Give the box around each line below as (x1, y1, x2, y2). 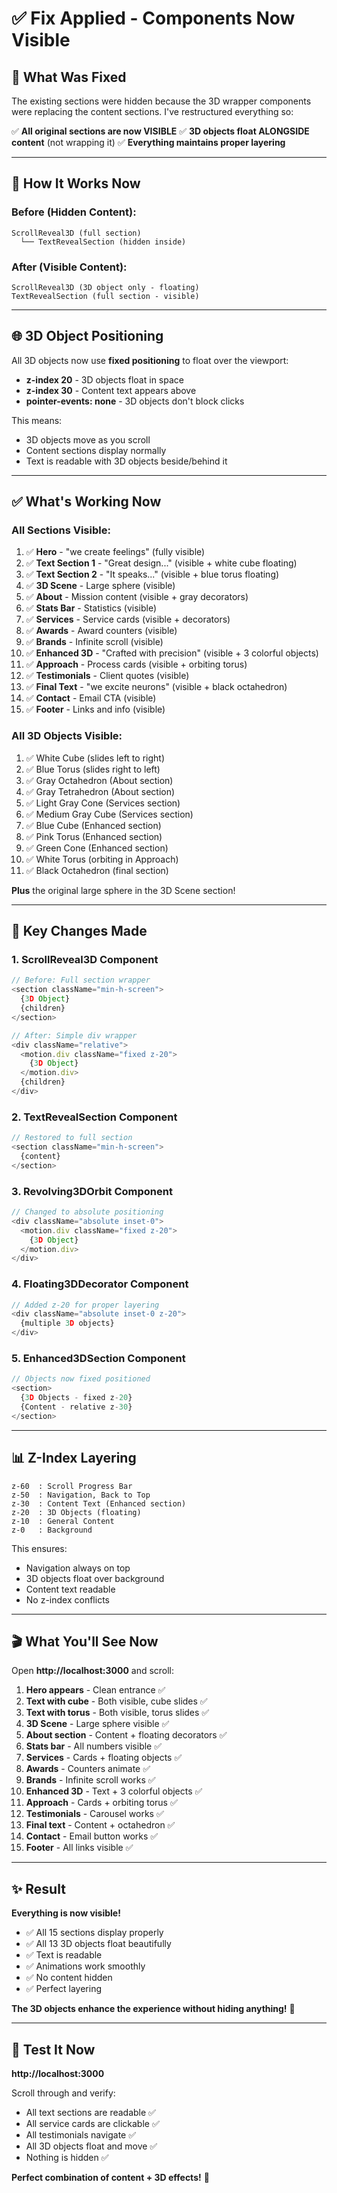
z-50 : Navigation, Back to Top (11, 1490, 151, 1500)
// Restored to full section (11, 1133, 133, 1143)
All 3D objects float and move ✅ (25, 2140, 158, 2152)
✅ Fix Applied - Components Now (11, 7, 296, 30)
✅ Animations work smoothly (25, 1960, 146, 1972)
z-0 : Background (11, 1525, 93, 1535)
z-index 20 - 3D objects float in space (25, 373, 184, 386)
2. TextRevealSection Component (11, 1110, 178, 1124)
